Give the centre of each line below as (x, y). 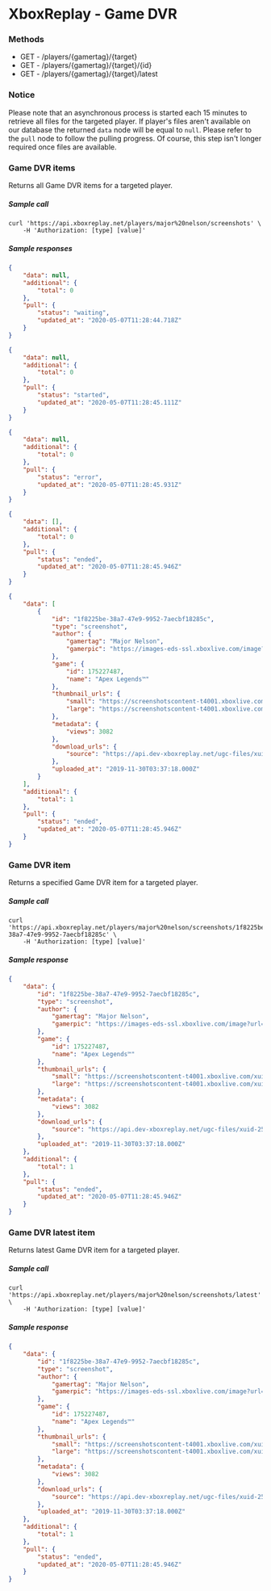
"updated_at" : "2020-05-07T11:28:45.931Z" (110, 485)
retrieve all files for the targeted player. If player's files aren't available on (129, 121)
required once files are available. (63, 147)
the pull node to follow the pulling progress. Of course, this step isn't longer (135, 138)
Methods (26, 40)
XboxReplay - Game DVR (93, 14)
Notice (22, 95)
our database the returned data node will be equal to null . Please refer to (130, 129)
